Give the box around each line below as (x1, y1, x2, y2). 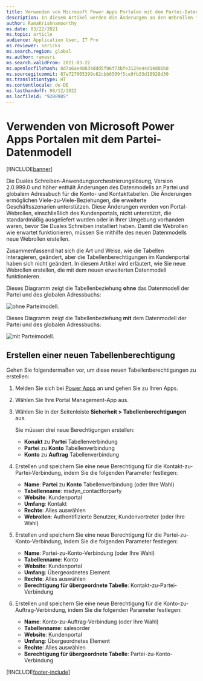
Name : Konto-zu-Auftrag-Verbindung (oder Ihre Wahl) (24, 618, 159, 625)
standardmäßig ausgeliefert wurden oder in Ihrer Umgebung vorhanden (6, 216, 185, 223)
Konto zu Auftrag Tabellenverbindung (24, 451, 120, 458)
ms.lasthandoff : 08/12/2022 (6, 88, 77, 94)
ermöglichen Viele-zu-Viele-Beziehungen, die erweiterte (6, 196, 147, 204)
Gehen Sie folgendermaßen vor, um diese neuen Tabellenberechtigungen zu (6, 366, 196, 374)
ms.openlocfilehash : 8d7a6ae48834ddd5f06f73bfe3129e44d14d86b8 (6, 65, 169, 72)
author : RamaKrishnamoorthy (6, 20, 77, 26)
